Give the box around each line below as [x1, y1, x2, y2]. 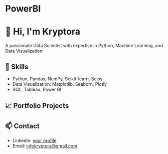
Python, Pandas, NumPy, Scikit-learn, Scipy [12, 76, 103, 82]
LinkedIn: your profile [12, 137, 57, 143]
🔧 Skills [5, 62, 29, 71]
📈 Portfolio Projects [5, 101, 69, 110]
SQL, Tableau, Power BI [12, 86, 62, 92]
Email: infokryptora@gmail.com [12, 143, 78, 149]
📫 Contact [5, 121, 40, 130]
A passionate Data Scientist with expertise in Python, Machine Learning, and [5, 43, 163, 49]
